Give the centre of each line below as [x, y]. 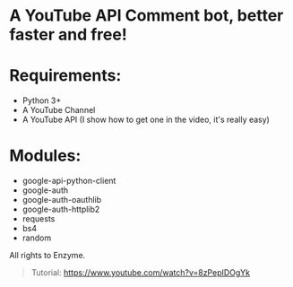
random [37, 238]
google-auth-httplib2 [61, 209]
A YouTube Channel [59, 110]
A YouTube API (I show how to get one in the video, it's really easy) [146, 120]
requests [39, 219]
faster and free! [68, 35]
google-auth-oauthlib [62, 200]
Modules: [45, 156]
